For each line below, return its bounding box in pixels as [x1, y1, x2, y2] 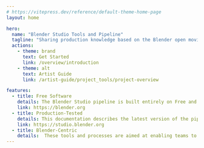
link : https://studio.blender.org [17, 121, 104, 128]
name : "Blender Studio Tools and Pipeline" [12, 31, 123, 37]
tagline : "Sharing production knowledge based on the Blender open [12, 37, 186, 43]
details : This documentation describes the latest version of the [17, 116, 189, 122]
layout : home [6, 15, 39, 21]
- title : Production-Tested [12, 110, 83, 116]
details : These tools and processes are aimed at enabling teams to [17, 133, 197, 139]
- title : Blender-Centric [12, 127, 78, 133]
